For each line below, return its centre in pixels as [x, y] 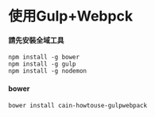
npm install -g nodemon [48, 71]
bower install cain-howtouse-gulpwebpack [78, 105]
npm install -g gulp [43, 64]
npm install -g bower [44, 57]
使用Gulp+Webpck [71, 16]
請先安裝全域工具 [36, 40]
